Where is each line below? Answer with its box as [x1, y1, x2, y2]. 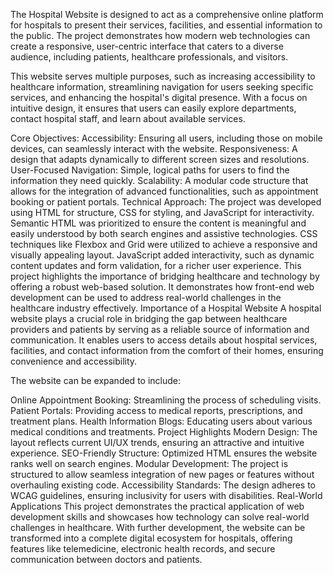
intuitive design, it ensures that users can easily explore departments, [10, 102, 297, 114]
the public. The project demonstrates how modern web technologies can [10, 30, 311, 41]
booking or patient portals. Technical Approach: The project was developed [10, 196, 322, 208]
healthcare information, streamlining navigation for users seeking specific [10, 81, 314, 93]
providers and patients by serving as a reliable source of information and [10, 324, 310, 335]
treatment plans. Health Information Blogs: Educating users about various [10, 415, 313, 427]
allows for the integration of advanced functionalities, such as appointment [10, 185, 319, 197]
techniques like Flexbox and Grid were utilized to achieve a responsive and [10, 239, 318, 250]
